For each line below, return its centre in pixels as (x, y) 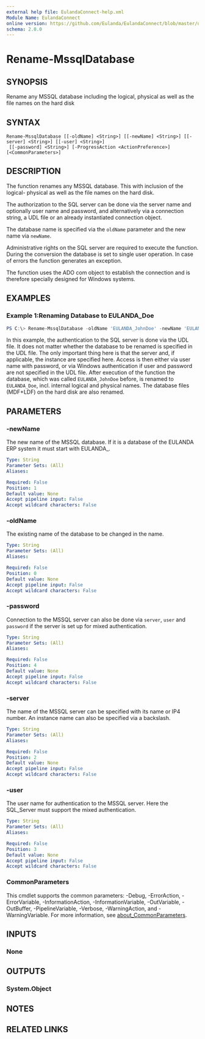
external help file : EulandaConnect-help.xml (65, 12)
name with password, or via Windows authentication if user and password (99, 366)
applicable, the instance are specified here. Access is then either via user (99, 359)
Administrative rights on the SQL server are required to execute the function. (103, 247)
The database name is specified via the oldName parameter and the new (96, 229)
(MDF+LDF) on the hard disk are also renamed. (66, 392)
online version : (27, 23)
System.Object (29, 989)
